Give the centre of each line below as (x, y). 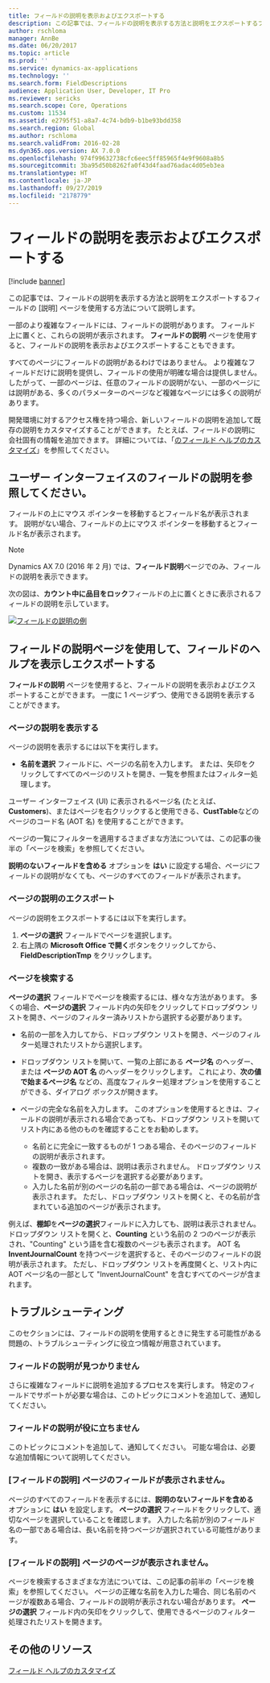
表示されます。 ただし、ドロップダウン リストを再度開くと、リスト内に (140, 1264)
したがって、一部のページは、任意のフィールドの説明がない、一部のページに (135, 382)
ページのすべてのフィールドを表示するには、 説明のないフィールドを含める (131, 1499)
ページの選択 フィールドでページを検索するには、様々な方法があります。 (129, 997)
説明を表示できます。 (57, 576)
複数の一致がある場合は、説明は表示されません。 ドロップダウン (139, 1166)
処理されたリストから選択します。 (90, 1045)
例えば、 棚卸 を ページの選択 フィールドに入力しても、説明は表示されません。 (135, 1224)
